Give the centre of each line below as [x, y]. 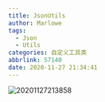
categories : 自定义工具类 [48, 53]
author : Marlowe [35, 23]
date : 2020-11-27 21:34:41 [53, 68]
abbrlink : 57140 [35, 61]
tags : [17, 30]
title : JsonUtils [37, 16]
